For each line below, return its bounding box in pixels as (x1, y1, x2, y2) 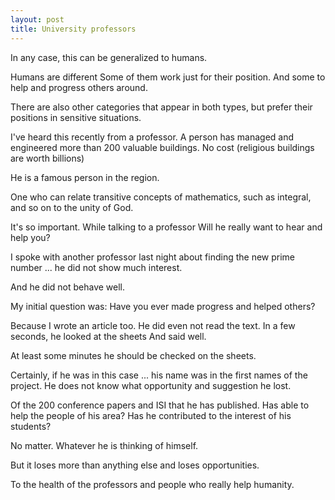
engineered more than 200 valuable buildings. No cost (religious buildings (10, 141, 315, 153)
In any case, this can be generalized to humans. (10, 51, 208, 63)
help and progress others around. (10, 81, 148, 93)
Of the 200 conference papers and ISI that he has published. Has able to (10, 399, 310, 411)
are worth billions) (10, 152, 85, 164)
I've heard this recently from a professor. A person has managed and (10, 131, 295, 143)
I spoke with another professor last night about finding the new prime (10, 251, 295, 263)
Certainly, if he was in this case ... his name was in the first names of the (10, 369, 308, 381)
